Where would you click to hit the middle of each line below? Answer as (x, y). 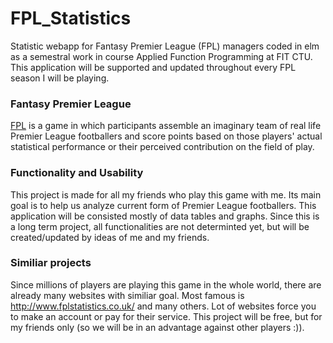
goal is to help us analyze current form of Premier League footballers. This (163, 205)
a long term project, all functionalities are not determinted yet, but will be (160, 226)
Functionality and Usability (77, 173)
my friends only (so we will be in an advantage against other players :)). (157, 327)
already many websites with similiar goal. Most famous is (127, 295)
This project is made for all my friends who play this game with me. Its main (166, 194)
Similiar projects (51, 263)
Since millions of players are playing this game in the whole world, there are (166, 284)
